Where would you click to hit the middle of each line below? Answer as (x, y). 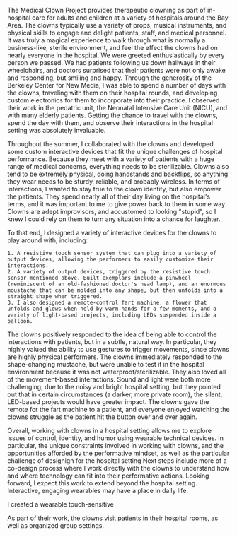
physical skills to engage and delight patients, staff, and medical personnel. (117, 33)
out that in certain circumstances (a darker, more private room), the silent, (115, 394)
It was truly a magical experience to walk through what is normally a (106, 40)
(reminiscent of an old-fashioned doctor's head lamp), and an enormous (117, 284)
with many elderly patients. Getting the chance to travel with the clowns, (112, 115)
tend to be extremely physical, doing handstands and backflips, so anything (118, 174)
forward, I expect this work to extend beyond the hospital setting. (103, 483)
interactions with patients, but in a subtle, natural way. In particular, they (112, 342)
